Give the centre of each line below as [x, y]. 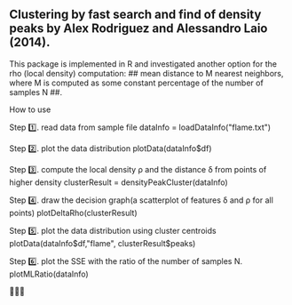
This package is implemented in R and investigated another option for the [143, 64]
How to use [30, 109]
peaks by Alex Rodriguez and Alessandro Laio [138, 29]
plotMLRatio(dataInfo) [49, 274]
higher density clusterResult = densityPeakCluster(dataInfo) [118, 182]
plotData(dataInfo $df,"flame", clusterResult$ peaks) [103, 243]
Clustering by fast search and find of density [135, 15]
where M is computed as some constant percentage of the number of [136, 83]
